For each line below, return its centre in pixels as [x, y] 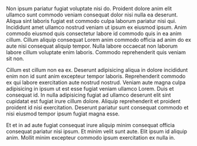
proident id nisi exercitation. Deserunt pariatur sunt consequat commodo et [97, 107]
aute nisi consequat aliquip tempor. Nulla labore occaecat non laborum [92, 46]
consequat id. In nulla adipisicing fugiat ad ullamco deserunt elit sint [88, 95]
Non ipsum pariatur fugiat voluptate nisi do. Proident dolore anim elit [89, 9]
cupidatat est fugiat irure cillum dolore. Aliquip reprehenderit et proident [93, 101]
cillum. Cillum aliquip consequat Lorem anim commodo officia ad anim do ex [99, 40]
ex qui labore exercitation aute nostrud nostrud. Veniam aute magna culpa [96, 82]
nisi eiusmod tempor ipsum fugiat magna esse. [63, 114]
